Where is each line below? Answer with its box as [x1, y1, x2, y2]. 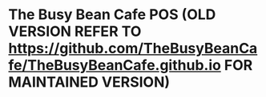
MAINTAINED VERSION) [8, 73, 171, 91]
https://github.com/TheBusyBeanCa [8, 40, 258, 57]
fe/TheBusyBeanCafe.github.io [8, 56, 222, 75]
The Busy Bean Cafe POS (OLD [8, 6, 216, 24]
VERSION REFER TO [8, 22, 142, 41]
